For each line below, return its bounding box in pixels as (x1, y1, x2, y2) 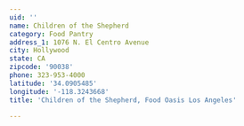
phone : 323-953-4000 (9, 71, 86, 80)
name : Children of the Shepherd (9, 21, 129, 30)
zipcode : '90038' (9, 63, 74, 72)
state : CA (9, 54, 46, 63)
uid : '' (9, 12, 38, 22)
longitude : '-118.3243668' (9, 87, 110, 96)
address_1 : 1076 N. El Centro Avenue (9, 37, 150, 47)
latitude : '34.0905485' (9, 79, 98, 88)
